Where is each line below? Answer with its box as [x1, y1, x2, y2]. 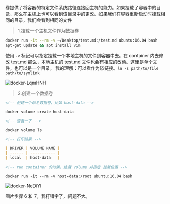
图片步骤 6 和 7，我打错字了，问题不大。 [5, 193, 90, 199]
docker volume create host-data [5, 109, 74, 114]
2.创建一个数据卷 [17, 90, 53, 96]
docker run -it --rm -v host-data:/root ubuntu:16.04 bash [5, 174, 133, 179]
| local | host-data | [5, 155, 60, 160]
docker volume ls [5, 128, 42, 133]
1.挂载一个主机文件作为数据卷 [17, 28, 79, 34]
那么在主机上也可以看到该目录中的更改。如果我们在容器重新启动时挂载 [14, 11, 161, 17]
